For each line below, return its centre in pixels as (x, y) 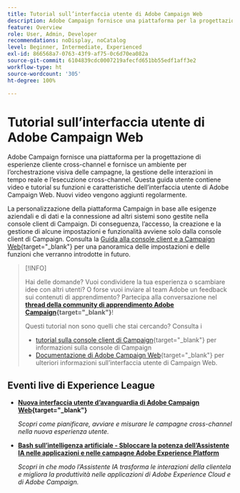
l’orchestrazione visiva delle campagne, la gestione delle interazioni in (110, 172)
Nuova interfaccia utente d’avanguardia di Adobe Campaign (109, 403)
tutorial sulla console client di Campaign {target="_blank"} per (126, 340)
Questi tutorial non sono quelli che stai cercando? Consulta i (113, 327)
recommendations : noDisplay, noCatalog (67, 41)
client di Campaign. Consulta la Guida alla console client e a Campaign (111, 239)
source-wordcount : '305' (44, 74)
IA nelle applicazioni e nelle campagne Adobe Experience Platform (118, 453)
